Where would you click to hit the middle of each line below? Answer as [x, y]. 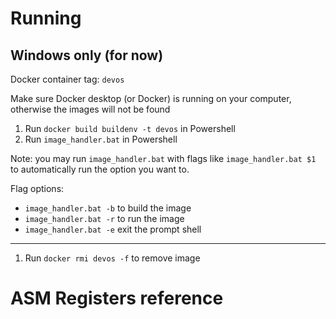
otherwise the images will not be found [90, 109]
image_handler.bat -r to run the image [104, 218]
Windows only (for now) [87, 55]
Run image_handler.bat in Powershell [101, 139]
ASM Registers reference [117, 298]
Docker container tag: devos [67, 79]
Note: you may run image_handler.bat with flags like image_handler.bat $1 [163, 158]
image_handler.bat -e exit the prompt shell [113, 229]
